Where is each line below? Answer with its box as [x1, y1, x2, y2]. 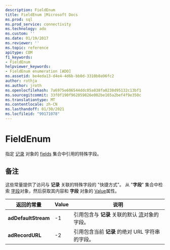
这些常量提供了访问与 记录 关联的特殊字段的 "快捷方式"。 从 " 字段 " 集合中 [5, 181, 158, 188]
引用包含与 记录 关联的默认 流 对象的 [73, 211, 159, 218]
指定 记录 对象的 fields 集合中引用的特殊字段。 [5, 150, 102, 157]
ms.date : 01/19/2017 [5, 36, 49, 41]
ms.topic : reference [5, 45, 49, 50]
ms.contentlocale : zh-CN [5, 102, 58, 107]
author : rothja [5, 78, 37, 83]
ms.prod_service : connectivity [5, 21, 71, 27]
